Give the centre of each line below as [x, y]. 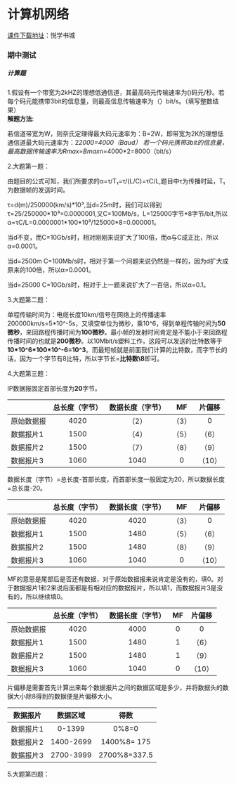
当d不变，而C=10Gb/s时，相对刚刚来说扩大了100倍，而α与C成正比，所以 [113, 237]
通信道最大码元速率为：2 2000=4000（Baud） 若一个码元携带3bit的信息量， [118, 142]
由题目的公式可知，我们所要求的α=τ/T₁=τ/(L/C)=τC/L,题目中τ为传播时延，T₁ [116, 181]
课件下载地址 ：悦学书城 [41, 35]
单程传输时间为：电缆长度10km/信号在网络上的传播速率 [87, 314]
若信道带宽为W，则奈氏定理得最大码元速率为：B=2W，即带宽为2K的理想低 [116, 134]
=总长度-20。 [27, 488]
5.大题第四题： [28, 774]
